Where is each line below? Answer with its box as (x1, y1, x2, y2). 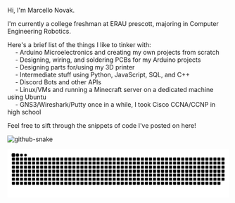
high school (7, 108, 42, 116)
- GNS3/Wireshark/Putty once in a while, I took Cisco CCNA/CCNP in (15, 100, 216, 108)
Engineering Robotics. (7, 27, 72, 35)
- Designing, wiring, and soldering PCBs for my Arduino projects (15, 55, 201, 64)
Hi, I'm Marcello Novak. (7, 6, 75, 14)
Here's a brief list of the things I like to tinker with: (7, 41, 151, 48)
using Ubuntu (7, 93, 47, 101)
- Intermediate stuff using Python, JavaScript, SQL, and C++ (15, 70, 190, 79)
